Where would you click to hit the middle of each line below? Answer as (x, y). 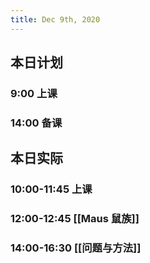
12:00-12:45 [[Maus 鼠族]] (75, 219)
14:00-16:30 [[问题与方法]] (76, 248)
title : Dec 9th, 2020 (55, 19)
